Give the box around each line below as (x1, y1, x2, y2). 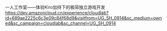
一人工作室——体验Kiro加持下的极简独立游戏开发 (5, 4, 106, 10)
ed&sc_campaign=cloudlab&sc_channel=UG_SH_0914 (5, 20, 116, 26)
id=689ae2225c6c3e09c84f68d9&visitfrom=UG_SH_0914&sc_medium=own (5, 15, 162, 21)
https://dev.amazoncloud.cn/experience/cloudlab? (5, 10, 109, 16)
